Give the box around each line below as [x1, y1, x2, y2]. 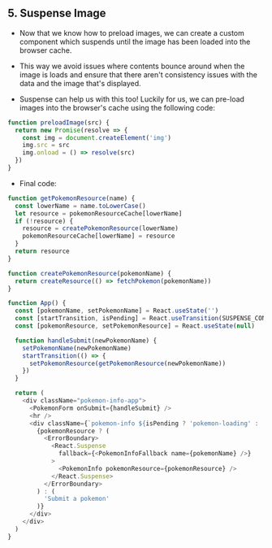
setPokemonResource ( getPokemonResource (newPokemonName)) [28, 359, 227, 368]
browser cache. [19, 45, 72, 55]
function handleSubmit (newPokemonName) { [15, 337, 158, 345]
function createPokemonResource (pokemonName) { [7, 269, 172, 277]
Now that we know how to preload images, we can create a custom [19, 28, 245, 37]
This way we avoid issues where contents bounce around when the [19, 61, 245, 71]
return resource [15, 247, 70, 255]
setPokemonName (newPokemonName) [22, 344, 132, 352]
